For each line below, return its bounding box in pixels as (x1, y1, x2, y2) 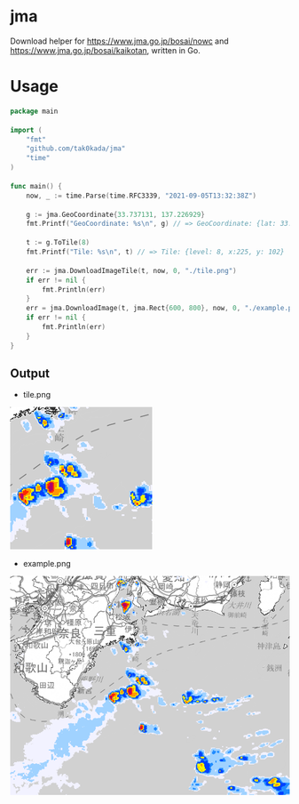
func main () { (10, 181, 63, 190)
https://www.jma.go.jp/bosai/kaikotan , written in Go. (10, 44, 201, 55)
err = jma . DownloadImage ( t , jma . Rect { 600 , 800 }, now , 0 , (26, 304, 241, 313)
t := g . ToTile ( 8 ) (26, 238, 90, 247)
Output (10, 366, 50, 382)
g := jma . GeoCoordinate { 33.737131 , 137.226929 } (26, 210, 205, 219)
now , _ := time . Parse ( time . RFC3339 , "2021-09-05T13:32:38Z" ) (26, 191, 256, 200)
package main (10, 107, 59, 116)
